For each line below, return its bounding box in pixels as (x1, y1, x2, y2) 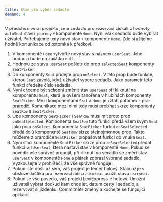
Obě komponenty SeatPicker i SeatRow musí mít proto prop (12, 113, 131, 119)
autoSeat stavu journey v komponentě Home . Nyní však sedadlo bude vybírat (5, 30, 158, 36)
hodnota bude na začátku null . (12, 56, 76, 61)
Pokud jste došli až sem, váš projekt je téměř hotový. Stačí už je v (12, 165, 145, 171)
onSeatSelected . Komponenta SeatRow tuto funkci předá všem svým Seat (12, 118, 158, 124)
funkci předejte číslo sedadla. (12, 82, 72, 87)
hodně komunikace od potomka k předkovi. (5, 41, 93, 47)
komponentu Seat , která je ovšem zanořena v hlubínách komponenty (12, 92, 151, 98)
